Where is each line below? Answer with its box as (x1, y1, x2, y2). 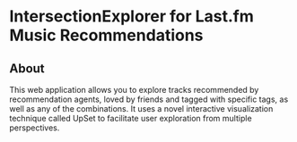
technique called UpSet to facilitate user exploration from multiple (9, 113, 253, 123)
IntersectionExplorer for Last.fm (9, 6, 254, 27)
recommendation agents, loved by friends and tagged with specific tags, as (9, 94, 289, 104)
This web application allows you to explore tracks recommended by (9, 85, 259, 95)
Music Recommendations (9, 25, 204, 46)
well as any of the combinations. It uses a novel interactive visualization (9, 104, 274, 113)
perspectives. (9, 122, 60, 133)
